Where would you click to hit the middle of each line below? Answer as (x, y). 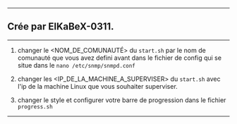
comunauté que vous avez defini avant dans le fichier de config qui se (120, 58)
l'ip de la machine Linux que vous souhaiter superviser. (97, 86)
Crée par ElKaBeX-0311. (61, 26)
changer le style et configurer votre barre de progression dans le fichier (122, 100)
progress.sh (35, 106)
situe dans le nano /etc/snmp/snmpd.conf (77, 65)
